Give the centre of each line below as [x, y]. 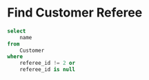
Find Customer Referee [75, 13]
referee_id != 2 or [48, 63]
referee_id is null [48, 70]
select [17, 31]
